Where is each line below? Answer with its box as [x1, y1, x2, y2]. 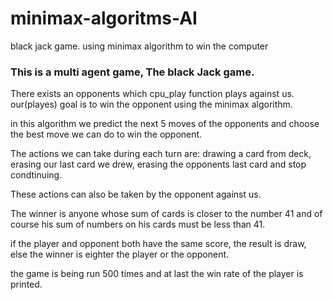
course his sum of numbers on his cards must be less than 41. [10, 218, 266, 231]
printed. [10, 278, 43, 291]
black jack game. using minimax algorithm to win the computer [10, 40, 269, 52]
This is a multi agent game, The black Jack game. [10, 65, 255, 79]
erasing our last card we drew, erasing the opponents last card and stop [10, 158, 307, 171]
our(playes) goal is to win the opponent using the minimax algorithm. [10, 98, 293, 111]
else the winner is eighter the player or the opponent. [10, 248, 230, 261]
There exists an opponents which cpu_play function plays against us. [10, 88, 295, 100]
